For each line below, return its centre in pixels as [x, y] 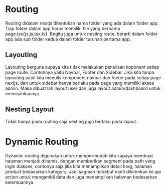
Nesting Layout [30, 110]
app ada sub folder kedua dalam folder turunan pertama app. [68, 39]
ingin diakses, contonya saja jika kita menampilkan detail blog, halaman [79, 166]
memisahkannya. [23, 93]
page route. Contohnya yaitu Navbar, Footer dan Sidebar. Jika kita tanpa [80, 72]
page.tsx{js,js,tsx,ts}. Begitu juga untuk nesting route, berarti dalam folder [81, 34]
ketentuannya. [20, 182]
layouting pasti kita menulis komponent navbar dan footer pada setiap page [83, 77]
